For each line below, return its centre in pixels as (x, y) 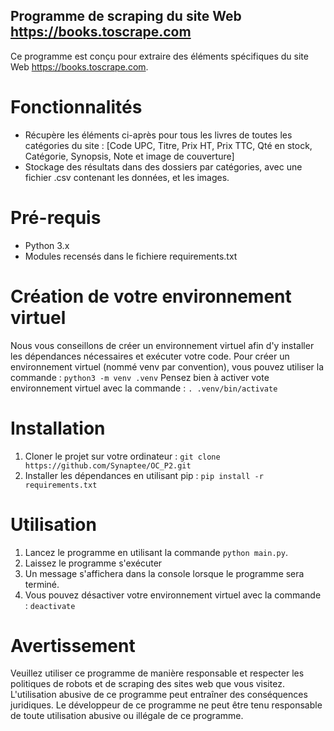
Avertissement (73, 645)
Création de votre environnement (151, 296)
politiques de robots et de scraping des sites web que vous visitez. (147, 684)
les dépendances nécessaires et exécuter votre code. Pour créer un (150, 356)
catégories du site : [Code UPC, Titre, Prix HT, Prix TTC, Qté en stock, (168, 145)
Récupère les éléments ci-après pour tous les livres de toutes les (158, 135)
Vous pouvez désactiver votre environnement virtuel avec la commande (173, 595)
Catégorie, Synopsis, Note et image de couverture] (129, 156)
